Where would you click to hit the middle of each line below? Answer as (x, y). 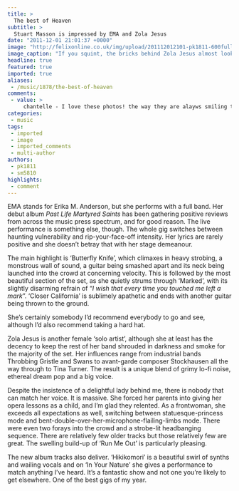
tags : (15, 126)
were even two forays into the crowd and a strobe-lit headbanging (104, 428)
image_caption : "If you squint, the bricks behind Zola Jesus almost (113, 54)
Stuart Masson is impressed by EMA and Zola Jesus (90, 34)
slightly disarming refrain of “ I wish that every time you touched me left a (114, 289)
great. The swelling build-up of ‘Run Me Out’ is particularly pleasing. (107, 443)
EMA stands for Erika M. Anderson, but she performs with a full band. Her (115, 207)
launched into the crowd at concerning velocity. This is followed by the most (119, 273)
